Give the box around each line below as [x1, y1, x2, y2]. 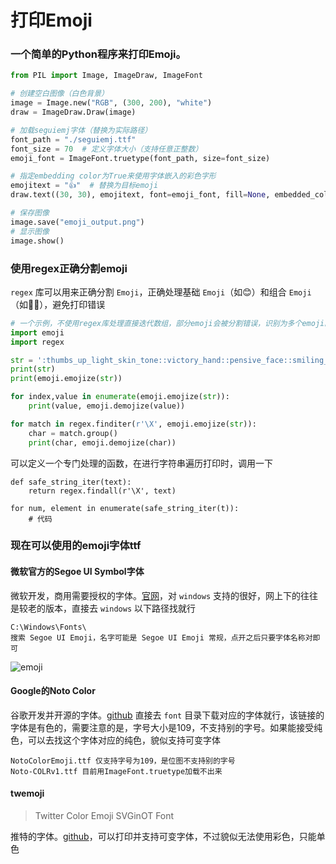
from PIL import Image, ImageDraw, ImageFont [10, 71, 203, 81]
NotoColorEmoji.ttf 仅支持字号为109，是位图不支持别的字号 [10, 756, 236, 766]
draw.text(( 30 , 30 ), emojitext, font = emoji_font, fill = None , [10, 190, 271, 200]
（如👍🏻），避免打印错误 [10, 298, 106, 310]
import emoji [10, 327, 65, 338]
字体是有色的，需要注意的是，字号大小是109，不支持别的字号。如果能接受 [10, 721, 315, 733]
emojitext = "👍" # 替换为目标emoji [10, 181, 159, 191]
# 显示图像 [10, 226, 50, 236]
